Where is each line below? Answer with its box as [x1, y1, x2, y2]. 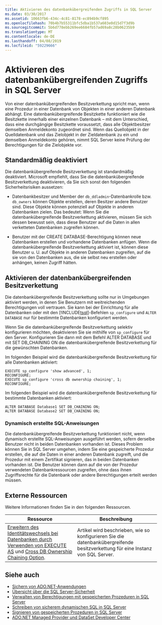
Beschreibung [99, 516, 133, 523]
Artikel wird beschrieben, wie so [77, 527, 150, 534]
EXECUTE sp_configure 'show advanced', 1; [5, 369, 92, 374]
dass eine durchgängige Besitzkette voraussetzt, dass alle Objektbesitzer [5, 121, 151, 127]
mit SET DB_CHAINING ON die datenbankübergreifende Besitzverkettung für [5, 340, 157, 346]
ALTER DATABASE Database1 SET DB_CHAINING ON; [5, 404, 100, 410]
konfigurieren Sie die [77, 533, 124, 540]
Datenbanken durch [7, 536, 52, 543]
